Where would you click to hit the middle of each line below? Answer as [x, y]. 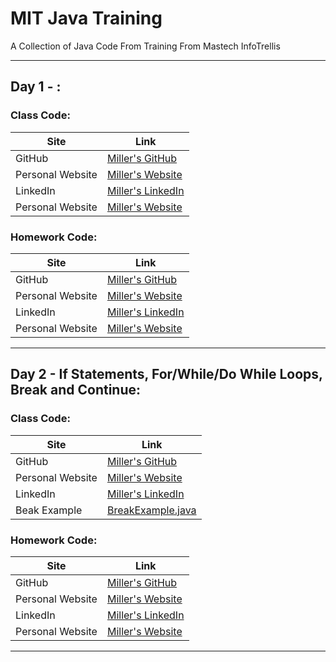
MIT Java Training [86, 18]
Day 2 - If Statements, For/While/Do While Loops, [166, 374]
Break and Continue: [76, 390]
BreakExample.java [151, 510]
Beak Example [49, 510]
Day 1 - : [36, 87]
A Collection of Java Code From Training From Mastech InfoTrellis [145, 46]
